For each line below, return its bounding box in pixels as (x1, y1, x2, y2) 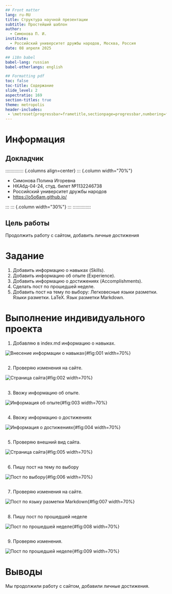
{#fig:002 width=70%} (45, 375, 93, 381)
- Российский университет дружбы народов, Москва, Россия (10, 41, 137, 46)
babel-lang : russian (5, 59, 50, 65)
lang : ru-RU (5, 12, 31, 17)
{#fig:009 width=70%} (72, 548, 120, 554)
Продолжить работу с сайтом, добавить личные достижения (5, 232, 139, 238)
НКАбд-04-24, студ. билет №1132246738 (12, 183, 102, 189)
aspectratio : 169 (5, 93, 42, 98)
